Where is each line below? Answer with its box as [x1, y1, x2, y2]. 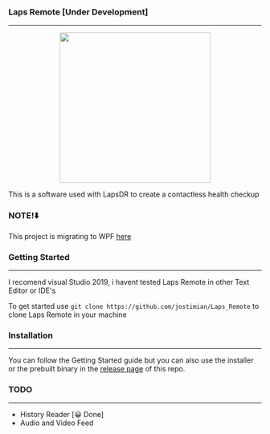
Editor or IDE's [8, 286, 56, 295]
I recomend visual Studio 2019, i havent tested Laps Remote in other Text [8, 277, 250, 286]
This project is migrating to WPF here [8, 231, 132, 241]
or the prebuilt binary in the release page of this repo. [8, 364, 186, 374]
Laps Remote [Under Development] [8, 6, 149, 18]
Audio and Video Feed [19, 418, 94, 428]
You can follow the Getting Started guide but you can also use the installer [8, 355, 254, 365]
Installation [8, 330, 54, 341]
